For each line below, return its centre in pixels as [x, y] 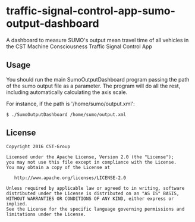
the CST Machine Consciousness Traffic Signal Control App [79, 46]
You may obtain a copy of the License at [58, 167]
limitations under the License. [46, 214]
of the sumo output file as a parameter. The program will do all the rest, [93, 86]
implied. [17, 204]
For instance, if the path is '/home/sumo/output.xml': [70, 104]
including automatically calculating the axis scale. [67, 92]
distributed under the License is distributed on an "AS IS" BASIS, [93, 193]
